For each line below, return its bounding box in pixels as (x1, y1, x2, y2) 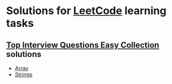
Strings (14, 71, 33, 78)
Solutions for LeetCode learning (6, 4, 167, 18)
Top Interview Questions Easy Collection (6, 40, 160, 50)
